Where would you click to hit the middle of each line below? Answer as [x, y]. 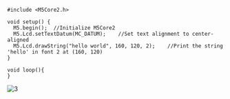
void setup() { [29, 22]
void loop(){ [26, 70]
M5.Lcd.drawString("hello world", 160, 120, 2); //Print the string [118, 46]
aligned [18, 40]
